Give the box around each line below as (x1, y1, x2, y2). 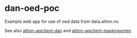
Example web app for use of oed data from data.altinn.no (4, 19, 119, 24)
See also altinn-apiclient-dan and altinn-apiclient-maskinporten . (4, 28, 133, 33)
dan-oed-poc (4, 3, 60, 14)
